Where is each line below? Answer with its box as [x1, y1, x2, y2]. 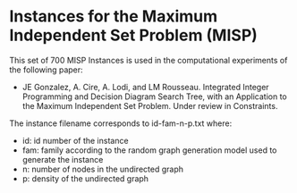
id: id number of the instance [21, 135, 129, 146]
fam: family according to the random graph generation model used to [21, 145, 277, 155]
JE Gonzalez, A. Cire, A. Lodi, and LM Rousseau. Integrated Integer [21, 81, 270, 92]
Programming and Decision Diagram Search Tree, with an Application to [21, 91, 288, 102]
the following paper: [9, 64, 83, 75]
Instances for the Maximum [9, 6, 218, 27]
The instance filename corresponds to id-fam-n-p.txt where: [9, 118, 233, 129]
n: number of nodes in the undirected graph [21, 164, 183, 174]
